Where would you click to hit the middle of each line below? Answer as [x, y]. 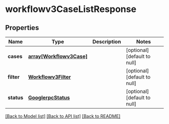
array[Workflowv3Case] [58, 56]
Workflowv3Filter [50, 77]
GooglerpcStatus [49, 97]
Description [107, 42]
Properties [22, 28]
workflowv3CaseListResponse [71, 9]
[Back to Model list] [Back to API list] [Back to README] [63, 116]
